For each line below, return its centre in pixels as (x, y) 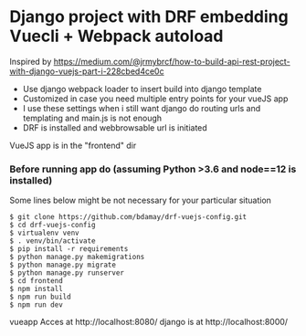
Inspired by (31, 61)
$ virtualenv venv (44, 233)
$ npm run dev (37, 305)
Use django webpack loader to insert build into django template (142, 89)
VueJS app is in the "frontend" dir (73, 145)
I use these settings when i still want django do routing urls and (142, 108)
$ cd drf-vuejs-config (53, 226)
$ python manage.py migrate (63, 265)
